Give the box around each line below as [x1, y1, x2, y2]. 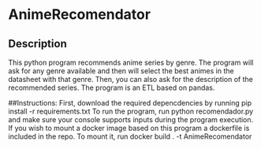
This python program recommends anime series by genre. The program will [8, 58, 254, 67]
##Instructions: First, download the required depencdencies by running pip [8, 99, 252, 107]
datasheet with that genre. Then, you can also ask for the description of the [8, 75, 254, 84]
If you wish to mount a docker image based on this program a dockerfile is [8, 124, 250, 132]
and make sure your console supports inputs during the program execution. [8, 115, 254, 124]
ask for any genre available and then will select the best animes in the [8, 66, 234, 76]
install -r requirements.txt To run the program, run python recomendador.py [8, 106, 254, 116]
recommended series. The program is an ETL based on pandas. [8, 83, 215, 92]
